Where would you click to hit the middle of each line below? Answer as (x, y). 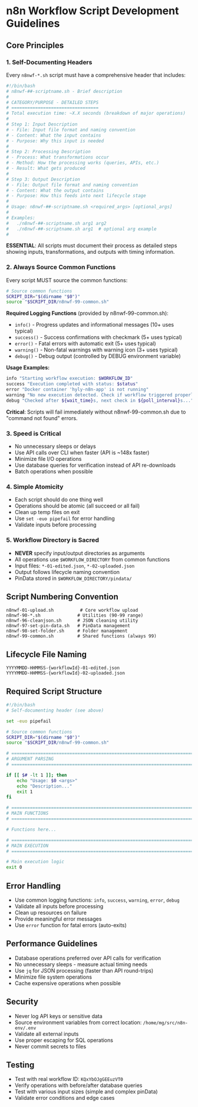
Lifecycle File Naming (47, 654)
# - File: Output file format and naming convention (72, 185)
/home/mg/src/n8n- (166, 1023)
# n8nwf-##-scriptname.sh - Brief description (64, 91)
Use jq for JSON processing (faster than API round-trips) (84, 970)
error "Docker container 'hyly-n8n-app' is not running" (77, 390)
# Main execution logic (35, 862)
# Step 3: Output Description (43, 179)
